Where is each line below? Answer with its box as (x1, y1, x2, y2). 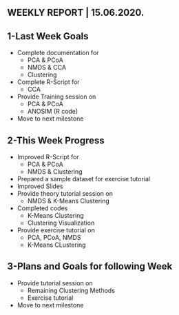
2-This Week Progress (7, 134, 105, 146)
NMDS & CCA (27, 63, 67, 72)
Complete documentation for (17, 49, 99, 57)
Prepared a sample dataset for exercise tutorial (17, 175, 150, 183)
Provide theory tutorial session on (17, 190, 114, 198)
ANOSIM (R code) (27, 108, 78, 116)
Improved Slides (17, 182, 63, 190)
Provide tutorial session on (17, 278, 93, 287)
